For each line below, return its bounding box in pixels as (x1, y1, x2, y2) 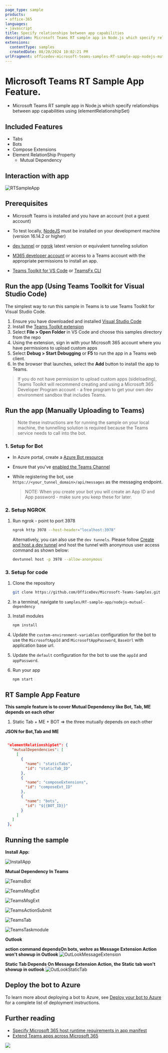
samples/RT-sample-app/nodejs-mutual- (64, 600, 145, 605)
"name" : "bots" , (25, 799, 59, 804)
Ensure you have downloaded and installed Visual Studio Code (12, 318, 141, 324)
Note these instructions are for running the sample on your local (17, 419, 149, 426)
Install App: (5, 849, 30, 855)
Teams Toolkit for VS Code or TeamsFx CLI (12, 268, 101, 274)
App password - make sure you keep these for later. (24, 494, 132, 500)
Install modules (12, 613, 44, 619)
